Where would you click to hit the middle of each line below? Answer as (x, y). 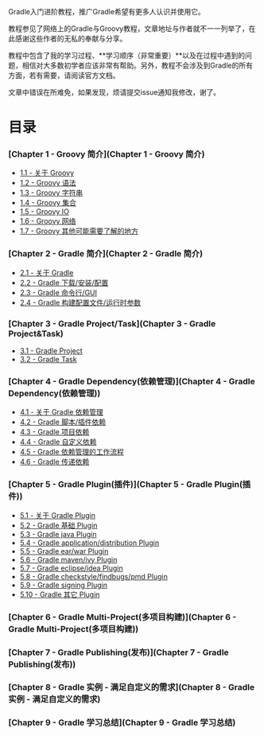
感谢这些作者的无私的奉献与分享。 (71, 39)
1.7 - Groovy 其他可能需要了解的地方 (79, 231)
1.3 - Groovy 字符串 (51, 193)
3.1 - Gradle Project (51, 351)
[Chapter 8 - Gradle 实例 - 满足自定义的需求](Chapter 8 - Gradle (132, 687)
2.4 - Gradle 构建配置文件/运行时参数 (80, 302)
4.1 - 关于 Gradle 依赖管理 (61, 412)
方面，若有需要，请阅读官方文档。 (64, 75)
